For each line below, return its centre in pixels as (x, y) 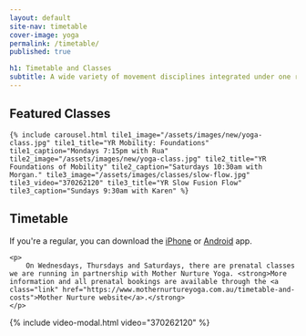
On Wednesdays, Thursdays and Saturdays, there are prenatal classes (161, 266)
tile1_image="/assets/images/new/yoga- (186, 135)
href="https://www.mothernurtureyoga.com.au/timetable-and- (179, 289)
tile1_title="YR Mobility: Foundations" (132, 142)
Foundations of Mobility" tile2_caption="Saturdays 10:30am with (136, 167)
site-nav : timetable (49, 26)
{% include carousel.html (58, 135)
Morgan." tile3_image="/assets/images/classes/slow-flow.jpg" (130, 174)
